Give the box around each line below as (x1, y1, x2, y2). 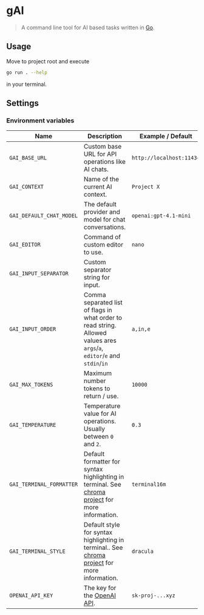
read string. (84, 321, 117, 329)
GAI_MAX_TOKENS (9, 381, 53, 388)
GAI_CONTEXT (9, 183, 44, 191)
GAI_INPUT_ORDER (9, 326, 56, 332)
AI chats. (84, 165, 109, 174)
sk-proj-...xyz (131, 592, 175, 599)
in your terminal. (6, 80, 47, 88)
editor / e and (84, 351, 120, 360)
